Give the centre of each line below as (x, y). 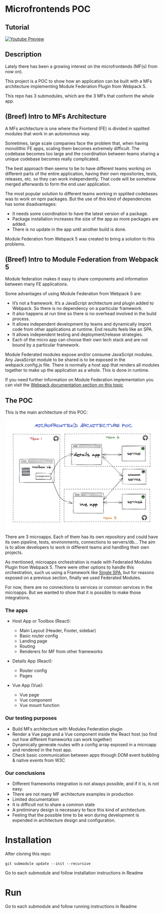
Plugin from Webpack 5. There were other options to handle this (70, 567)
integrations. (18, 598)
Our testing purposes (31, 718)
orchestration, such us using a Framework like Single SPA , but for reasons (80, 573)
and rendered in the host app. (42, 750)
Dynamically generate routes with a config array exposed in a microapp (84, 744)
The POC (19, 400)
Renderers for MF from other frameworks (61, 652)
